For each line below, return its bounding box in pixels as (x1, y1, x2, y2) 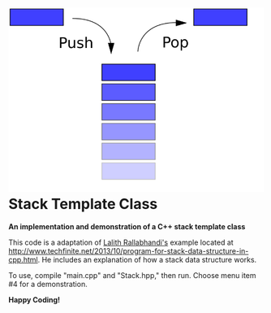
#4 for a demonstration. (8, 280, 88, 289)
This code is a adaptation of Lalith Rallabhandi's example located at (8, 237, 234, 247)
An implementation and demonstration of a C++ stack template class (8, 222, 246, 232)
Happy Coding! (8, 295, 61, 305)
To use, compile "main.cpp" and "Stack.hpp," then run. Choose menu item (8, 271, 257, 280)
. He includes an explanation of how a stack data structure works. (37, 255, 257, 265)
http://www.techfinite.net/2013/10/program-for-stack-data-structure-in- (8, 246, 249, 256)
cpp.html (8, 255, 38, 265)
